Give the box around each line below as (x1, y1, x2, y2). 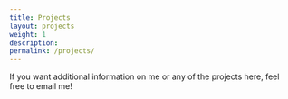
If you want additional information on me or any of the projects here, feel (9, 71, 280, 82)
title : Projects (9, 13, 71, 22)
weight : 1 (9, 30, 47, 39)
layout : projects (9, 22, 75, 31)
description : (9, 38, 59, 48)
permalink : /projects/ (9, 47, 95, 56)
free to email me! (9, 81, 72, 92)
